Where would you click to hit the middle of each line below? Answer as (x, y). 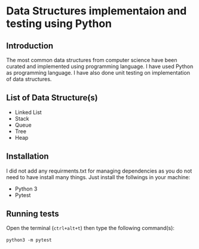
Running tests (33, 214)
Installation (27, 156)
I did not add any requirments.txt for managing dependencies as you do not (99, 171)
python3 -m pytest (29, 240)
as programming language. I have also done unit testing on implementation (98, 73)
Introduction (30, 46)
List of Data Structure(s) (52, 98)
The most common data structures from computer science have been (92, 60)
